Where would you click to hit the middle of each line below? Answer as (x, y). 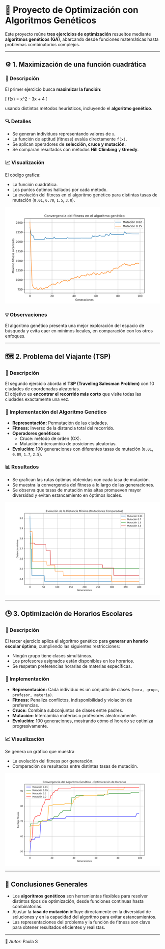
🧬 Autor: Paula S (22, 942)
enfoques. (15, 336)
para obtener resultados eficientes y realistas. (59, 927)
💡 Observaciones (26, 315)
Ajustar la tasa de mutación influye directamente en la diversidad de (82, 912)
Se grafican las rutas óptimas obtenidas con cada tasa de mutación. (81, 479)
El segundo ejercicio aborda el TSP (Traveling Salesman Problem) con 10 (80, 384)
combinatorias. (27, 907)
